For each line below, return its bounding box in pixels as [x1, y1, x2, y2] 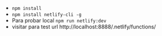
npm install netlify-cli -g [11, 12, 82, 18]
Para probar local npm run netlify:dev [11, 17, 107, 24]
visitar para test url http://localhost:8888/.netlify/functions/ [11, 23, 156, 30]
